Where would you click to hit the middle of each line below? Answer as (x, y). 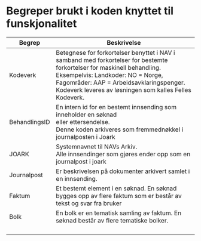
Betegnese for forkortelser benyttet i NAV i (115, 52)
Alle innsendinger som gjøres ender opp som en (123, 154)
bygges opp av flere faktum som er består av (119, 196)
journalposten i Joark (86, 137)
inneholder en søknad (86, 115)
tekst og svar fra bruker (89, 203)
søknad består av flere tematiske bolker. (112, 220)
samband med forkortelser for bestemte (112, 60)
